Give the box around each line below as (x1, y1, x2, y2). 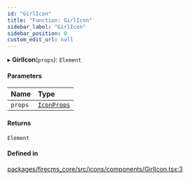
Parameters (7, 71, 42, 80)
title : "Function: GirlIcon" (7, 17, 93, 24)
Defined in (7, 149, 39, 158)
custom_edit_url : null (7, 36, 74, 43)
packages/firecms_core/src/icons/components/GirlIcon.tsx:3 (7, 165, 184, 173)
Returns (7, 118, 32, 127)
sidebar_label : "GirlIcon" (7, 23, 86, 30)
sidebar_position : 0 (7, 29, 68, 37)
